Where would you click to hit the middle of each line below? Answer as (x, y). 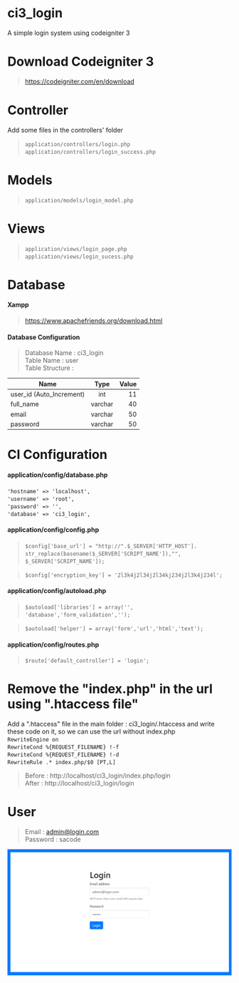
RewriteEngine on (33, 740)
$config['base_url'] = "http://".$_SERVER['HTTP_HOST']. (111, 546)
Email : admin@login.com (62, 832)
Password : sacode (53, 840)
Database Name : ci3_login (64, 353)
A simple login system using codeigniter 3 (69, 33)
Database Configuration (44, 337)
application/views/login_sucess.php (79, 257)
